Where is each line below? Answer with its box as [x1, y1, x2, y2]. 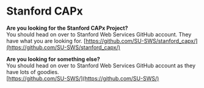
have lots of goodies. [6, 68, 59, 75]
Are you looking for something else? [6, 55, 101, 63]
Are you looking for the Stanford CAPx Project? [6, 24, 128, 32]
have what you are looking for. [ [6, 37, 86, 44]
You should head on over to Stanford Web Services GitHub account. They [6, 30, 192, 38]
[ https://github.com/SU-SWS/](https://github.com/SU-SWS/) [6, 75, 159, 82]
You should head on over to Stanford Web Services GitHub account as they [6, 62, 196, 69]
